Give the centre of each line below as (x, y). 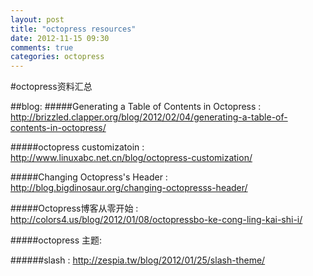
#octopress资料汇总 (51, 87)
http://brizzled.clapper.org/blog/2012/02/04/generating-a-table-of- (149, 117)
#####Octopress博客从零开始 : (74, 208)
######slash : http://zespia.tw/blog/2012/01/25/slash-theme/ (138, 260)
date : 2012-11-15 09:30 (60, 38)
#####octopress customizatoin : (77, 147)
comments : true (42, 47)
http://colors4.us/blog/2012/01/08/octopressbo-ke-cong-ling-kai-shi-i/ (156, 220)
